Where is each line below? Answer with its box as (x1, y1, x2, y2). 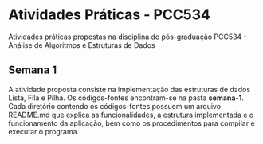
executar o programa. (8, 126, 80, 136)
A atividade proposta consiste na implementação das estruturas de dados (8, 84, 251, 94)
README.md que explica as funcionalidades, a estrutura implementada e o (8, 110, 254, 119)
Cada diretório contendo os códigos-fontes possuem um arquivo (8, 101, 222, 111)
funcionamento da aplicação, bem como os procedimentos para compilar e (8, 118, 255, 128)
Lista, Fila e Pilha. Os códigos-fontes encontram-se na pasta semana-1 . (8, 93, 245, 103)
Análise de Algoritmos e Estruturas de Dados (8, 40, 155, 49)
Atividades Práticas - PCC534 (8, 6, 211, 24)
